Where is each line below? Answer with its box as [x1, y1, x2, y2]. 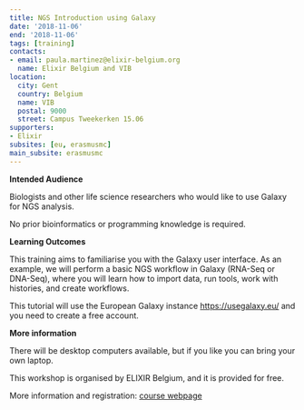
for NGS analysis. [9, 201, 74, 212]
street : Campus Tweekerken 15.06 [17, 115, 144, 124]
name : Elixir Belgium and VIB [17, 65, 132, 74]
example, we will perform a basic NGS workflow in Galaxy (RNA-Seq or [9, 263, 275, 274]
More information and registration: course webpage [9, 390, 202, 401]
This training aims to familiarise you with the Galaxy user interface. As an [9, 254, 282, 265]
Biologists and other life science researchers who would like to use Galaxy [9, 191, 288, 202]
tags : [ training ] [9, 38, 75, 48]
